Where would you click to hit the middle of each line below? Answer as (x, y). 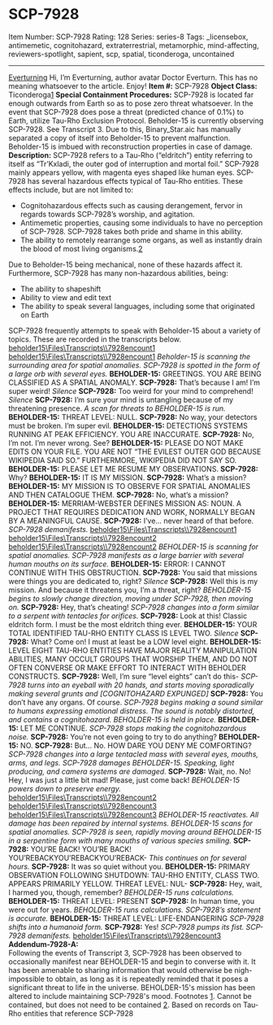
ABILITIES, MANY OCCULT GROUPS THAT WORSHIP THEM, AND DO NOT (133, 659)
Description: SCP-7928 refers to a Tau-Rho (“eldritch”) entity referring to (131, 155)
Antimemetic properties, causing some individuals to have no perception (141, 222)
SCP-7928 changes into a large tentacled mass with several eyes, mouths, (133, 754)
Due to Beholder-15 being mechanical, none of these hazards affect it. (126, 264)
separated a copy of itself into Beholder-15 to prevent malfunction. (119, 137)
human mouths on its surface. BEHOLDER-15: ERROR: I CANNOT (117, 564)
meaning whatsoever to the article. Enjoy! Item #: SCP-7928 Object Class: (133, 85)
